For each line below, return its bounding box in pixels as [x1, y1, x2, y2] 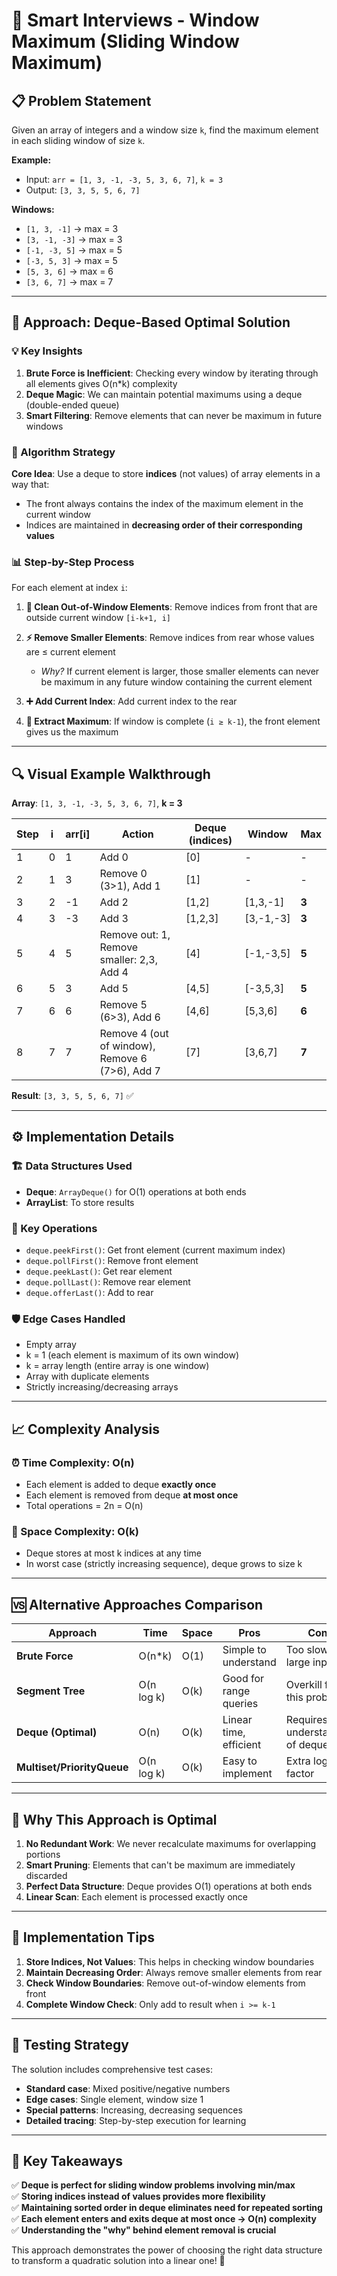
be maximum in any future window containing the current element [40, 676, 313, 688]
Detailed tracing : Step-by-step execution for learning [25, 2114, 247, 2126]
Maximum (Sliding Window [11, 30, 240, 53]
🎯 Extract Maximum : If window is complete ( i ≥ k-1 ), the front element [25, 715, 321, 728]
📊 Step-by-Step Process [11, 555, 135, 569]
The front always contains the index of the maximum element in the [25, 497, 304, 509]
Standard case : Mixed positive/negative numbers [25, 2082, 231, 2094]
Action [121, 827, 154, 841]
